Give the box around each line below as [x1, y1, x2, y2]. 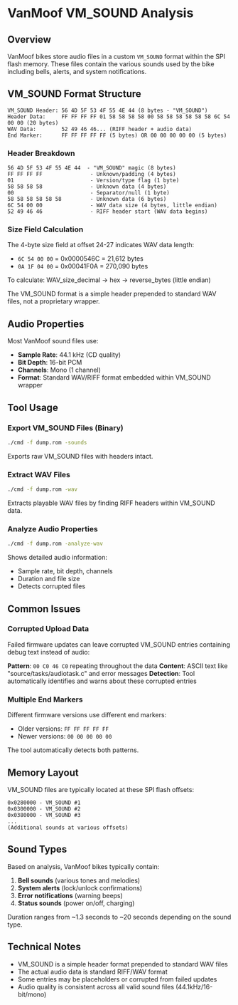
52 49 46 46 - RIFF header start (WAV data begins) [7, 208, 208, 215]
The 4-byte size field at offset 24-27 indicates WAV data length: [7, 241, 194, 249]
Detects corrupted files [17, 582, 86, 590]
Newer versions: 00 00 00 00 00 [17, 732, 112, 741]
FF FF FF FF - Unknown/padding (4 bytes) [7, 171, 176, 178]
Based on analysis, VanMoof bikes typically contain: [7, 862, 160, 870]
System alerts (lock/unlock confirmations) [17, 883, 143, 892]
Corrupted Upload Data [7, 624, 90, 634]
